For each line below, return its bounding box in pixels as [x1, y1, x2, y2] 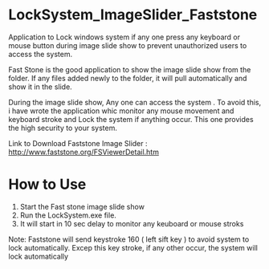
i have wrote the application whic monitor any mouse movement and [8, 106, 234, 116]
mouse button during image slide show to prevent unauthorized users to [8, 40, 247, 50]
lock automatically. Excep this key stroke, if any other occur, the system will [8, 243, 259, 252]
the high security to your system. [8, 123, 118, 132]
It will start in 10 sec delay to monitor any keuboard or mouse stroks [19, 218, 244, 228]
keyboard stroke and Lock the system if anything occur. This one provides [8, 114, 255, 124]
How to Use [8, 175, 87, 194]
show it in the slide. [8, 82, 72, 92]
